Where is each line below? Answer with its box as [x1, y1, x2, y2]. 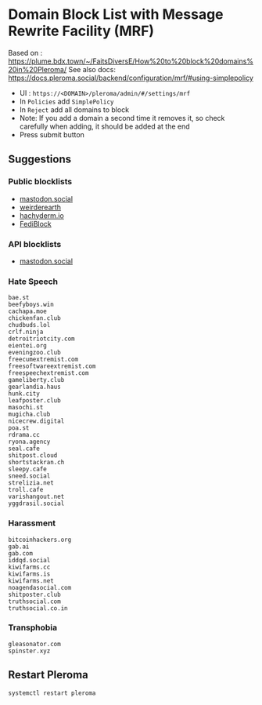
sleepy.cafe [8, 465, 47, 474]
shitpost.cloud [8, 452, 58, 460]
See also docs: [68, 64, 116, 74]
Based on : [8, 48, 43, 57]
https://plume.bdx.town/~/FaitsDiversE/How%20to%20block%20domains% [8, 56, 254, 66]
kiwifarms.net [8, 576, 55, 585]
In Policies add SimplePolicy [19, 96, 114, 106]
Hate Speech [8, 276, 59, 287]
